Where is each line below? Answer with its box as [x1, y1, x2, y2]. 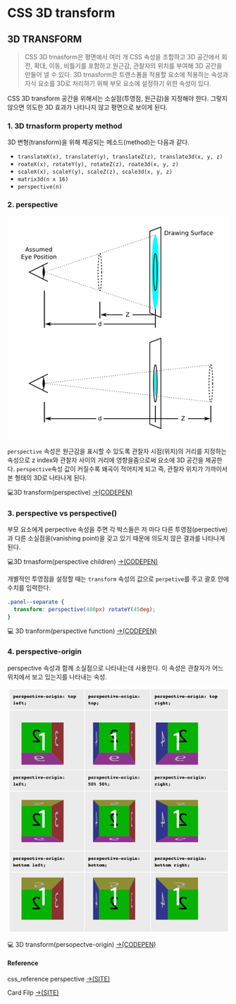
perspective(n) [17, 184, 63, 191]
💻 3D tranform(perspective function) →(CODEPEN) [7, 627, 157, 635]
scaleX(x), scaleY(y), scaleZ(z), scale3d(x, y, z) [17, 168, 173, 176]
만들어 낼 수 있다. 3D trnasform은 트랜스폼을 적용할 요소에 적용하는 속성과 [24, 71, 229, 78]
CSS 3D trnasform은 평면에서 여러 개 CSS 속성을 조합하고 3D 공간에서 [24, 53, 221, 61]
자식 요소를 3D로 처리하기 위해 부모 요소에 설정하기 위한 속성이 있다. [24, 79, 211, 88]
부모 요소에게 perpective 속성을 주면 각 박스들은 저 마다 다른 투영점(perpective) [7, 525, 228, 533]
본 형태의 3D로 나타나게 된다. [7, 473, 87, 482]
